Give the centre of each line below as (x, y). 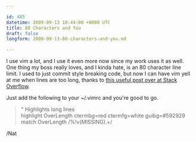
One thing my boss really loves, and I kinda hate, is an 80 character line (94, 67)
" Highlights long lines (48, 109)
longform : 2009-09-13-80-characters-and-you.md (66, 39)
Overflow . (18, 86)
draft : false (22, 33)
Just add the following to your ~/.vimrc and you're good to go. (83, 98)
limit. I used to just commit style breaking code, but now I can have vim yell (98, 74)
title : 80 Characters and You (44, 28)
